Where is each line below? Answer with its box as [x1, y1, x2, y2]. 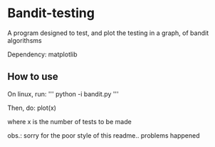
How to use [7, 71, 58, 83]
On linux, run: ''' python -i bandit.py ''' [7, 89, 119, 98]
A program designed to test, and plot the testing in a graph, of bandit [7, 29, 209, 37]
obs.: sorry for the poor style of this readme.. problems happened [7, 131, 200, 140]
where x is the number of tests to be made [7, 117, 132, 126]
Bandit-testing [7, 5, 95, 21]
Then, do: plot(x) [7, 103, 57, 112]
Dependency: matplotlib [7, 50, 78, 59]
